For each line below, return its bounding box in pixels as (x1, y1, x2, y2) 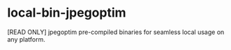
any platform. (7, 35, 45, 43)
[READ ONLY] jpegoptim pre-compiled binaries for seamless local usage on (7, 28, 225, 36)
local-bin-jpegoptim (7, 5, 127, 21)
